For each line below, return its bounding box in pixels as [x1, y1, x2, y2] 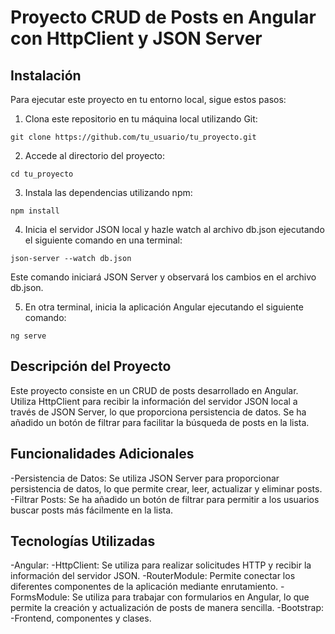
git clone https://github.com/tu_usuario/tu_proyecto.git [10, 132, 257, 142]
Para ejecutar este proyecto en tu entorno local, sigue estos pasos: [10, 94, 287, 105]
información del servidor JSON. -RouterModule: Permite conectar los [10, 570, 296, 582]
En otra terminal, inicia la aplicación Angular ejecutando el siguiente [24, 301, 304, 313]
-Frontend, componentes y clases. [10, 612, 152, 625]
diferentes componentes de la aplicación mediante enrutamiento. [10, 581, 279, 593]
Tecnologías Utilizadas [10, 533, 156, 550]
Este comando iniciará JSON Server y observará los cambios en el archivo [10, 271, 317, 283]
